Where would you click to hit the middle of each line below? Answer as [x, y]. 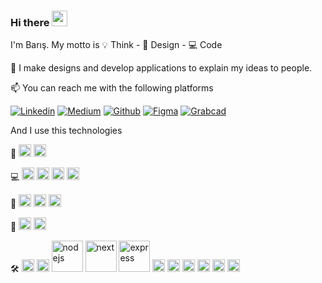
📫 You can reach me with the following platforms [112, 88]
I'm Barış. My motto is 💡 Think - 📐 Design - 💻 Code [116, 45]
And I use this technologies [66, 131]
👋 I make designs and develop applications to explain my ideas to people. [161, 68]
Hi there [30, 22]
